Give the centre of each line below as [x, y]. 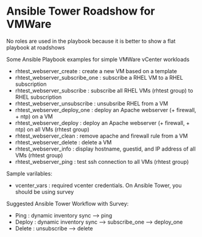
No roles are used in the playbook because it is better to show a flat [91, 41]
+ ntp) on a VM [34, 116]
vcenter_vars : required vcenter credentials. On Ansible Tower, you [98, 185]
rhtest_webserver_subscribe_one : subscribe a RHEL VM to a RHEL [99, 77]
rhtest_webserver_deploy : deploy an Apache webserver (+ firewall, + [102, 122]
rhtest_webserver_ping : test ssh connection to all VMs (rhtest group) [102, 161]
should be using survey [44, 192]
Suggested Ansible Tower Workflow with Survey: [68, 203]
